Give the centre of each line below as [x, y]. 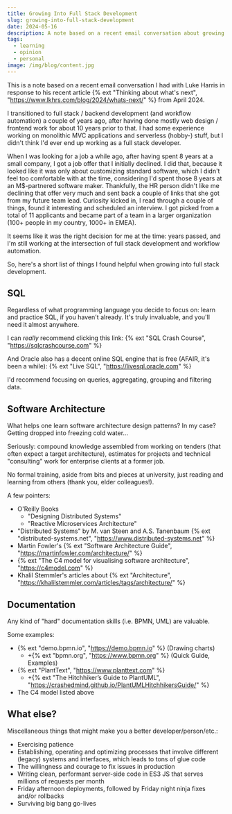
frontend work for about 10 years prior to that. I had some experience [106, 128]
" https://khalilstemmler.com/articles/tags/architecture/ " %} [101, 583]
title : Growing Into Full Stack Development [72, 14]
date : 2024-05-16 [32, 26]
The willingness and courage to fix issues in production [96, 766]
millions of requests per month [61, 781]
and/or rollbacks [41, 796]
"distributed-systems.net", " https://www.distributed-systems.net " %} [116, 539]
